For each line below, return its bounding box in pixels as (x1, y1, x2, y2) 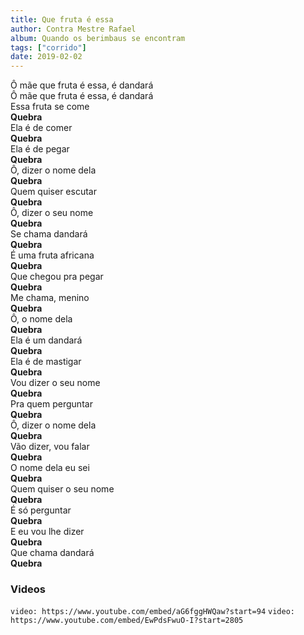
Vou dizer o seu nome (10, 377, 101, 389)
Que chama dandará (10, 547, 95, 559)
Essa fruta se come (10, 101, 90, 113)
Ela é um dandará (10, 334, 83, 346)
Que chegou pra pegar (10, 271, 104, 283)
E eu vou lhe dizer (10, 526, 85, 538)
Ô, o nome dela (10, 313, 73, 325)
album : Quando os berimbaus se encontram (10, 33, 186, 43)
